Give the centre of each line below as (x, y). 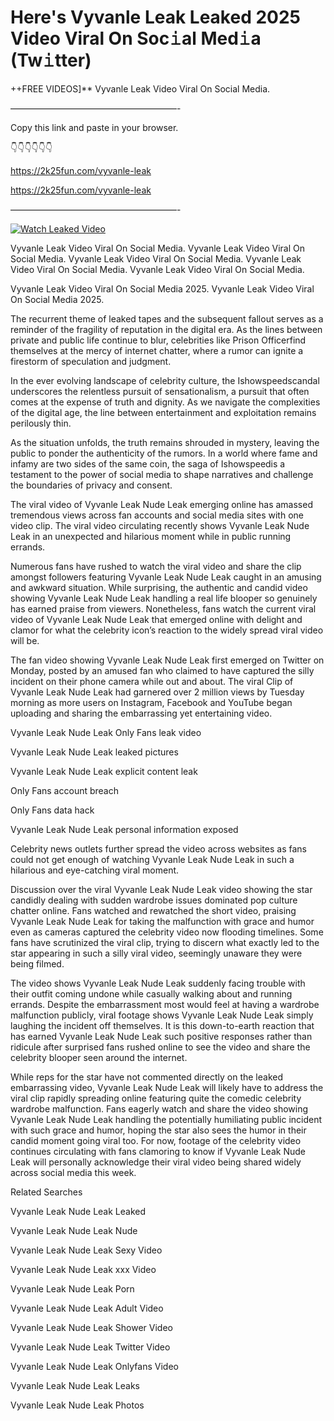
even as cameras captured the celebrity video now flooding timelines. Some (167, 932)
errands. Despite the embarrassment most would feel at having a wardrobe (165, 1004)
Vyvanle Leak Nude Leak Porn (72, 1288)
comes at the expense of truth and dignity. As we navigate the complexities (165, 402)
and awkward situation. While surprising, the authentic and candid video (159, 587)
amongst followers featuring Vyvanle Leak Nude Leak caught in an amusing (166, 577)
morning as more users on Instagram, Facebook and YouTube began (151, 702)
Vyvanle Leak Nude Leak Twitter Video (90, 1347)
